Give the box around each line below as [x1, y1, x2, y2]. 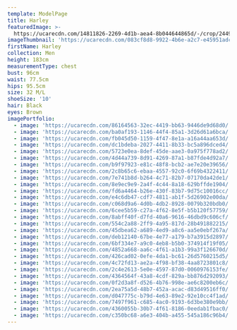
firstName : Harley [7, 43, 61, 50]
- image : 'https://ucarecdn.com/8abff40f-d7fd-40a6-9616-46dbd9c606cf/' [13, 214, 232, 221]
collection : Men [7, 50, 55, 57]
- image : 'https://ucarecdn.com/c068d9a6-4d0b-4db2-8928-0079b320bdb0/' [13, 200, 232, 208]
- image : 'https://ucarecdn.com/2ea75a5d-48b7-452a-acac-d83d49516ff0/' [13, 286, 232, 293]
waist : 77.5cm [7, 75, 49, 83]
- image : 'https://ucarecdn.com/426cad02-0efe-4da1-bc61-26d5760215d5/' [13, 253, 232, 260]
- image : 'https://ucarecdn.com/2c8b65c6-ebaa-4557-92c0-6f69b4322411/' [13, 167, 232, 175]
